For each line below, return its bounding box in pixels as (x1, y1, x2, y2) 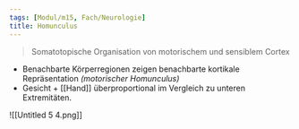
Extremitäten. (21, 91, 72, 103)
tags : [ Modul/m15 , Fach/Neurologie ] (9, 13, 146, 22)
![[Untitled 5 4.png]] (9, 109, 83, 120)
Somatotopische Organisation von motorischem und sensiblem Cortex (30, 46, 290, 56)
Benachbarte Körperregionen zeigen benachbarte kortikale (21, 64, 240, 74)
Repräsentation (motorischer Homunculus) (21, 73, 180, 83)
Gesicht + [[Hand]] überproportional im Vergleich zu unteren (21, 82, 246, 93)
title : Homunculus (9, 21, 78, 30)
